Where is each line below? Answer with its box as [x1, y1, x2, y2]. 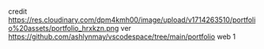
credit [8, 7, 28, 16]
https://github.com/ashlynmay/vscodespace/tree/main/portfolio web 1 [8, 32, 236, 41]
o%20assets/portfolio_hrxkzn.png [8, 24, 119, 32]
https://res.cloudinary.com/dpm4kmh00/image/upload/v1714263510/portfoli [8, 15, 256, 24]
